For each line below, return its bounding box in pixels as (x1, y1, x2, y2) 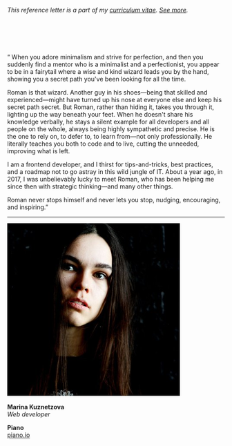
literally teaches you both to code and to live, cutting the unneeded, (7, 139, 200, 148)
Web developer (7, 410, 50, 418)
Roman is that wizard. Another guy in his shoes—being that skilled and (7, 88, 208, 96)
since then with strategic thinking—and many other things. (7, 182, 173, 191)
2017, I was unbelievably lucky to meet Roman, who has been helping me (7, 175, 215, 183)
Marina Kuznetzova (7, 403, 64, 411)
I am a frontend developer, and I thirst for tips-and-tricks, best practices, (7, 160, 213, 168)
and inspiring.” (7, 203, 48, 211)
